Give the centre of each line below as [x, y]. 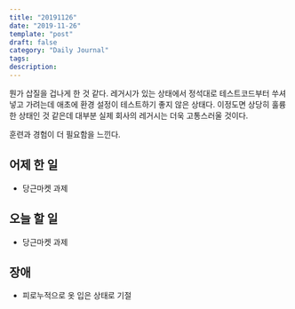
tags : [19, 59]
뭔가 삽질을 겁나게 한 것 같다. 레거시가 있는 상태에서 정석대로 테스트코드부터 [140, 93]
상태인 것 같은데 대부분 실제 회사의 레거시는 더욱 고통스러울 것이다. [133, 115]
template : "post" [41, 34]
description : [33, 67]
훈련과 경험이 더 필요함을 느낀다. [65, 134]
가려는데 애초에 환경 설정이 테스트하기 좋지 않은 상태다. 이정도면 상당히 [147, 104]
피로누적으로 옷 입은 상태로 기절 [76, 296]
